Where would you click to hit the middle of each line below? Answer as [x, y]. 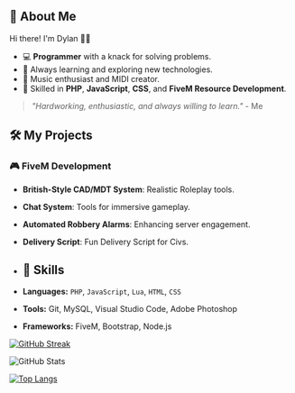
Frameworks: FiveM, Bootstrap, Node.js [97, 326]
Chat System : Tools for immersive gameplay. [106, 206]
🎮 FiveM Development [60, 166]
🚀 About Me [43, 17]
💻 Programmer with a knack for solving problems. [117, 56]
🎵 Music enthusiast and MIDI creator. [91, 78]
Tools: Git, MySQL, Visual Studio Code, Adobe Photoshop [129, 309]
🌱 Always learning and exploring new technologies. [118, 69]
